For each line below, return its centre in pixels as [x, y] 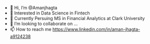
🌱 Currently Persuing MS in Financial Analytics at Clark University [77, 18]
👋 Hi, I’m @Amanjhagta [33, 8]
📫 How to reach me [30, 29]
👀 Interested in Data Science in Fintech [50, 13]
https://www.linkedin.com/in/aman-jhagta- [96, 29]
